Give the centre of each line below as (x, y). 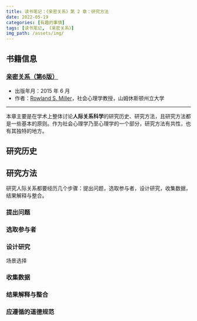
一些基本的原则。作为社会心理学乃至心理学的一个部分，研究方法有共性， (98, 123)
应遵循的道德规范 (30, 312)
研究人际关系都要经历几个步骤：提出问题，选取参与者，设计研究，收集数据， (98, 188)
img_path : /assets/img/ (35, 34)
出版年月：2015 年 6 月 (42, 91)
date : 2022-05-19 (27, 17)
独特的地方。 (32, 131)
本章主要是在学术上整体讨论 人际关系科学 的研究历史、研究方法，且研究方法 (96, 116)
